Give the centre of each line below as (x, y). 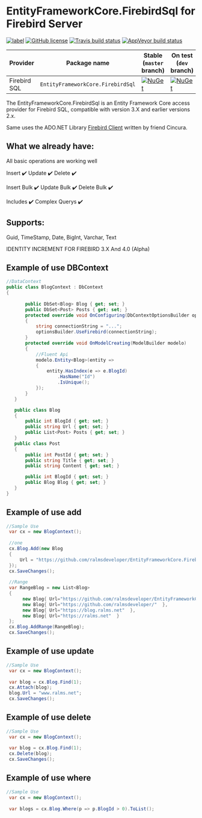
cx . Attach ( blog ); (30, 687)
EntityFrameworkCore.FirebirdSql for (101, 11)
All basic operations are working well (52, 161)
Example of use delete (49, 717)
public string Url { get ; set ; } (67, 427)
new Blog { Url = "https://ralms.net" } (71, 616)
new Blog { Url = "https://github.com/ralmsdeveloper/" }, (95, 604)
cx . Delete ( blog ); (30, 754)
